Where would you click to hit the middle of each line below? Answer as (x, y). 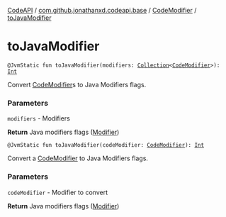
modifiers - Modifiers (39, 118)
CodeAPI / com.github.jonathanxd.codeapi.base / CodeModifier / (102, 10)
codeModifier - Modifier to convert (58, 192)
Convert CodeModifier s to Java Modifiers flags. (77, 84)
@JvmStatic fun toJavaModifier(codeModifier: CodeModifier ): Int (106, 145)
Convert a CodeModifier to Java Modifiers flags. (78, 158)
